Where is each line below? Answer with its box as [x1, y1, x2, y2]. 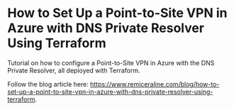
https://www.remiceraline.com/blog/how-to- [89, 79, 220, 88]
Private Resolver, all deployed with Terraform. [7, 66, 140, 75]
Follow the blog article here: [7, 79, 89, 88]
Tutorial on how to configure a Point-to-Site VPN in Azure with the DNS [7, 58, 215, 67]
